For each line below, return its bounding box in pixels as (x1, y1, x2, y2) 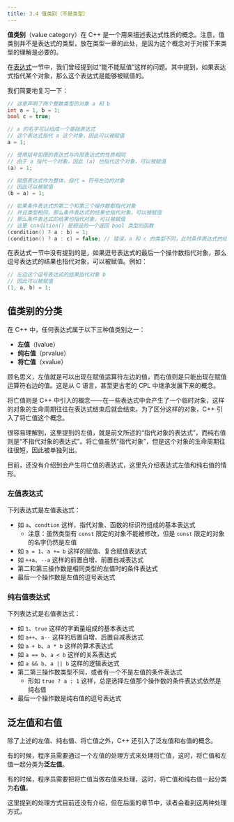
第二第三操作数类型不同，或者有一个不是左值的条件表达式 (17, 668, 182, 677)
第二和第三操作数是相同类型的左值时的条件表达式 (17, 564, 158, 573)
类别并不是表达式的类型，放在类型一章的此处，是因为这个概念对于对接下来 (7, 39, 221, 48)
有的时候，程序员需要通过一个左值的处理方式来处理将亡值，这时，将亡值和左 (7, 751, 227, 760)
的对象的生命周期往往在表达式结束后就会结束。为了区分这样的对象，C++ (7, 405, 215, 413)
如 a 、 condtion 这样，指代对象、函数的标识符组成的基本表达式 (17, 521, 196, 529)
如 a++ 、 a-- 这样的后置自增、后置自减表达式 (17, 633, 144, 642)
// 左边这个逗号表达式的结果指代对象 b (7, 271, 107, 278)
